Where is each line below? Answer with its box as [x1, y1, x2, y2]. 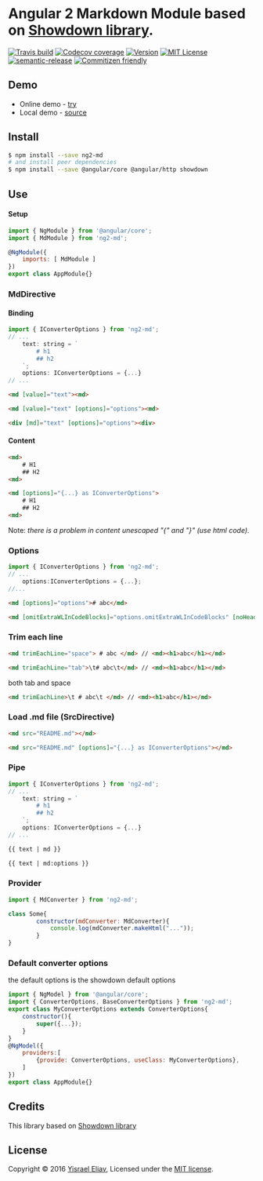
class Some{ [8, 909, 47, 918]
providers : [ [22, 1049, 61, 1057]
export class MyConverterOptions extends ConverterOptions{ [8, 1005, 209, 1013]
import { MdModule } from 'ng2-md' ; [8, 234, 128, 242]
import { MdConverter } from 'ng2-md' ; [8, 895, 139, 903]
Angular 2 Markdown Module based [8, 5, 247, 23]
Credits [8, 1100, 45, 1114]
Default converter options [8, 958, 109, 969]
